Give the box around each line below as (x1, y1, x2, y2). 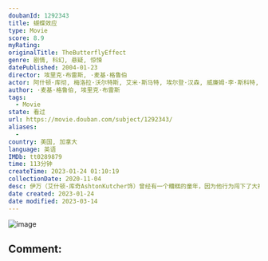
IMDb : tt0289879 (8, 152, 62, 160)
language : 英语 (8, 145, 57, 153)
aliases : (8, 123, 37, 131)
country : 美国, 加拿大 (8, 137, 78, 146)
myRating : (8, 42, 41, 49)
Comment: (8, 242, 62, 255)
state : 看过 (8, 109, 45, 117)
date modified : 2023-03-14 (8, 197, 98, 205)
